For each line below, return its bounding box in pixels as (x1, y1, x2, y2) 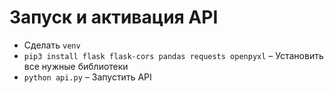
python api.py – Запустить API (23, 71, 152, 83)
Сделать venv (23, 39, 81, 51)
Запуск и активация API (9, 6, 219, 29)
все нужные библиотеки (23, 60, 129, 72)
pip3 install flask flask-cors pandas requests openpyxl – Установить (23, 49, 324, 61)
